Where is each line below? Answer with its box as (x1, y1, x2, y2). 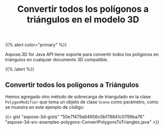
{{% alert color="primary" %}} (5, 42, 67, 48)
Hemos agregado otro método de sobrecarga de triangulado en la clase (5, 94, 151, 99)
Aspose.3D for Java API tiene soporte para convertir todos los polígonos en (5, 51, 159, 57)
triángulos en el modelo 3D (27, 14, 139, 25)
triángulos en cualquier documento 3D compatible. (5, 57, 109, 63)
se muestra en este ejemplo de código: (5, 104, 85, 110)
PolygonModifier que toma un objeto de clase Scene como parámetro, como (5, 99, 159, 105)
